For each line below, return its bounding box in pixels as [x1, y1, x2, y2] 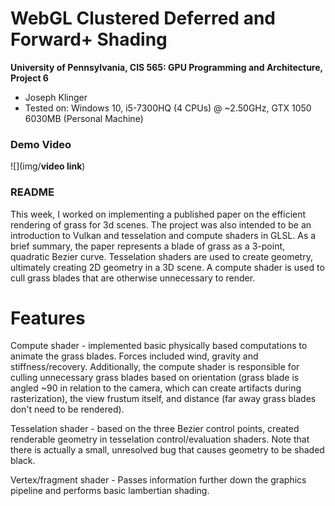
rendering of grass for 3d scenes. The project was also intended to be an [10, 218, 312, 231]
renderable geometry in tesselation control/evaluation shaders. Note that [10, 433, 310, 446]
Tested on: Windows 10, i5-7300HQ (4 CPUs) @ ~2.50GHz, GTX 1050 [24, 102, 312, 114]
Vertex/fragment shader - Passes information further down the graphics [10, 474, 307, 486]
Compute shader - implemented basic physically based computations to [10, 340, 308, 352]
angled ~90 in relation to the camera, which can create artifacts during [10, 382, 302, 394]
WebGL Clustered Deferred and [10, 7, 276, 30]
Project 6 [10, 72, 49, 84]
